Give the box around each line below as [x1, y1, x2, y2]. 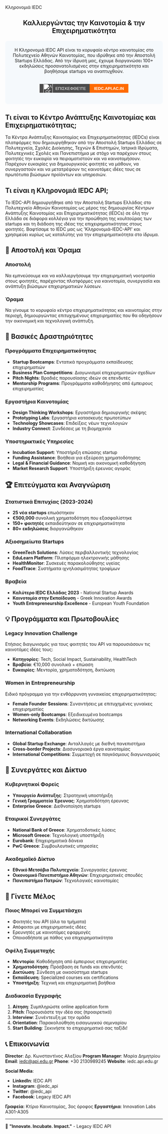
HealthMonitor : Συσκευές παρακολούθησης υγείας [12, 560, 120, 566]
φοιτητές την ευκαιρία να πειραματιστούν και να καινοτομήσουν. [5, 156, 141, 162]
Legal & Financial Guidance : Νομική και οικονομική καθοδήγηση [12, 460, 146, 466]
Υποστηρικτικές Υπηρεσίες [5, 438, 74, 445]
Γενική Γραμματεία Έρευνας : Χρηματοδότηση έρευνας [12, 798, 129, 804]
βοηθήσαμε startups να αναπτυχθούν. [44, 68, 124, 74]
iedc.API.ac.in [94, 85, 124, 91]
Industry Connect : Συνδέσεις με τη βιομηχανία [12, 425, 111, 431]
